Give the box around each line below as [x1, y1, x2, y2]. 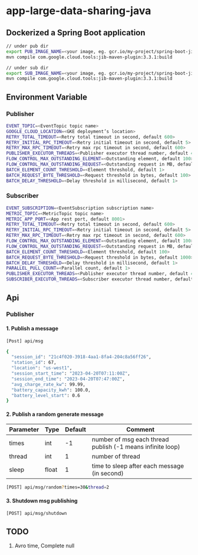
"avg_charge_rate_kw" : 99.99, [11, 381, 85, 387]
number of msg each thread [91, 435, 169, 444]
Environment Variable [6, 92, 87, 102]
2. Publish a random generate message [6, 411, 104, 418]
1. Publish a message [6, 325, 59, 332]
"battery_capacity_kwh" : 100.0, [11, 387, 91, 393]
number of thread [91, 452, 140, 461]
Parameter [9, 425, 39, 434]
